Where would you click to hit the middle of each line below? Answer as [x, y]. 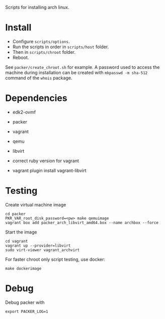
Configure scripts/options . [41, 41]
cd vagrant [17, 241]
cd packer [16, 214]
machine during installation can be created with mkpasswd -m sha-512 [76, 72]
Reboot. [21, 57]
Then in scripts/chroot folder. [44, 52]
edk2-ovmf [24, 112]
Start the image [21, 232]
